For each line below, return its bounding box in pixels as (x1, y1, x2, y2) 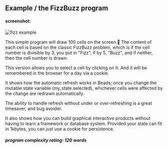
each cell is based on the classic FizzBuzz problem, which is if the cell (5, 44, 150, 50)
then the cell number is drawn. (5, 55, 68, 61)
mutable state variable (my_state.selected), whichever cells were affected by (5, 85, 163, 91)
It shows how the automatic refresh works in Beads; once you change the (5, 80, 157, 86)
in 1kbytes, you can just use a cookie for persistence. (5, 125, 114, 132)
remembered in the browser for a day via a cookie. (5, 70, 109, 76)
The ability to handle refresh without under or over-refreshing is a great (5, 100, 152, 106)
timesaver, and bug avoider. (5, 105, 62, 111)
